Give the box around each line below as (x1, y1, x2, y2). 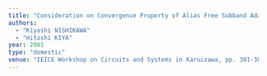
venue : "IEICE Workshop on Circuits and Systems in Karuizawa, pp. (8, 56, 237, 64)
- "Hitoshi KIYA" (15, 33, 73, 42)
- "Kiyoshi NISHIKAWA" (15, 26, 91, 34)
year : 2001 (8, 41, 44, 49)
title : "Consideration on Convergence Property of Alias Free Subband (8, 11, 247, 20)
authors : (8, 19, 37, 27)
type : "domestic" (8, 48, 66, 56)
